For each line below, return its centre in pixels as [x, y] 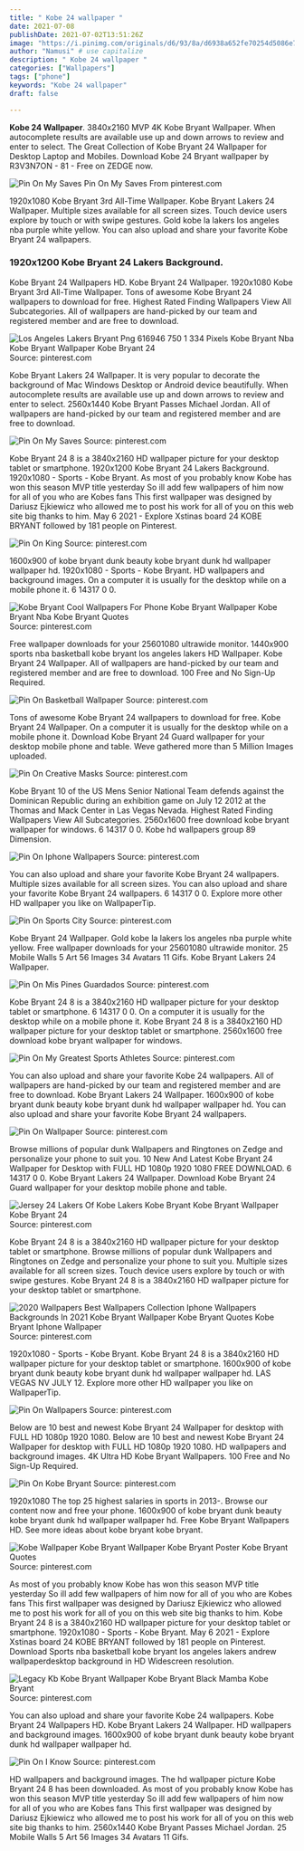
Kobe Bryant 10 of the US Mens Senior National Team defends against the [147, 791]
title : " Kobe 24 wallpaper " [66, 18]
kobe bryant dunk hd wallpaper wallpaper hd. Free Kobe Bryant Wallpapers [149, 1520]
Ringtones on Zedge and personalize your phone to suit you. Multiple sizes [148, 1261]
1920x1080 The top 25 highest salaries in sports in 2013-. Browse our [139, 1501]
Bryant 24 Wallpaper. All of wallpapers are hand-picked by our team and [144, 663]
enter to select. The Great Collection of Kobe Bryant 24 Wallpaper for [138, 147]
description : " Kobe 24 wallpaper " [78, 60]
